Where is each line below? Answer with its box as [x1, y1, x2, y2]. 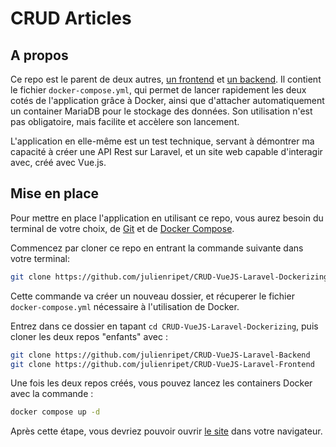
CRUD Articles [10, 7, 132, 30]
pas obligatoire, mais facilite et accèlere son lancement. [10, 116, 240, 127]
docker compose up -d [10, 407, 101, 417]
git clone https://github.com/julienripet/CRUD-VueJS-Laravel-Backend [10, 350, 311, 360]
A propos [10, 47, 69, 64]
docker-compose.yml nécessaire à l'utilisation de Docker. [10, 300, 240, 312]
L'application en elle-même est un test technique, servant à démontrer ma [10, 135, 315, 147]
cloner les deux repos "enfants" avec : [10, 330, 168, 342]
